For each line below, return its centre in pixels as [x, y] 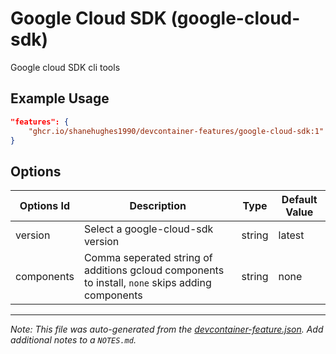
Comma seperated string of [148, 258]
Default [299, 200]
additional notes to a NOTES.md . [73, 340]
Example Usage [60, 98]
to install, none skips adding [147, 283]
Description [158, 206]
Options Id [45, 206]
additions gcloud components [154, 270]
